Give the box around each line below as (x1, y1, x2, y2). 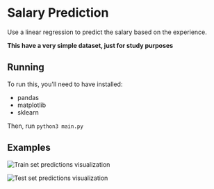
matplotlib (17, 101, 47, 109)
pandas (17, 93, 40, 101)
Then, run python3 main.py (7, 122, 83, 130)
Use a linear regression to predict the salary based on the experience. (7, 28, 207, 36)
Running (7, 61, 45, 74)
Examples (7, 142, 51, 154)
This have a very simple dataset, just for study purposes (7, 41, 174, 49)
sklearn (17, 108, 40, 116)
